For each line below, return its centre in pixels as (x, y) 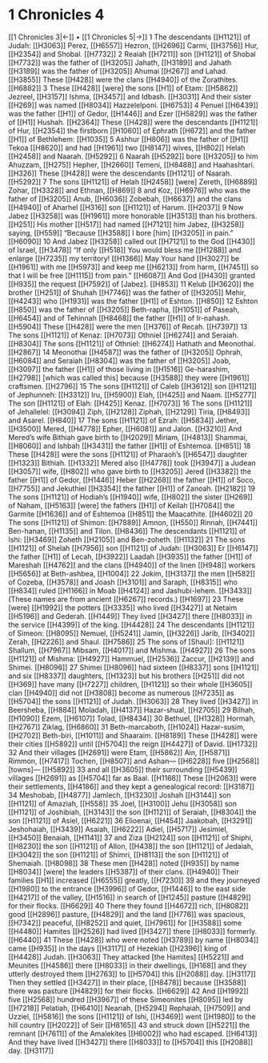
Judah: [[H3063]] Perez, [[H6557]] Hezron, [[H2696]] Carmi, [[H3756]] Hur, (133, 45)
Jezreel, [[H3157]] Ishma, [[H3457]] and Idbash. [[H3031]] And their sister (130, 96)
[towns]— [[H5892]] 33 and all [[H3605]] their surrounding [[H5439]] (123, 769)
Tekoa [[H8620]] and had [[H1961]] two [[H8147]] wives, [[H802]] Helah (127, 148)
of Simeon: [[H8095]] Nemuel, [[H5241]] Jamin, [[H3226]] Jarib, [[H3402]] (132, 633)
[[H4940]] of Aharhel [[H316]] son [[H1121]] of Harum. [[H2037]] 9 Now (126, 207)
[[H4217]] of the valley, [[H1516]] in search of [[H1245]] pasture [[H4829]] (130, 897)
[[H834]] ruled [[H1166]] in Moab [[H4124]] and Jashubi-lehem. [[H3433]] (130, 590)
